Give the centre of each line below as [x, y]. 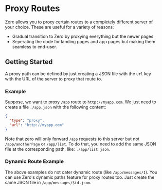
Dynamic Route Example [35, 161]
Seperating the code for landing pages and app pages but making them [84, 41]
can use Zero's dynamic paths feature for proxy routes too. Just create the [80, 177]
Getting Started [29, 62]
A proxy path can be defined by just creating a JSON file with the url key [78, 74]
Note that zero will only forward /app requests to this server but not [72, 139]
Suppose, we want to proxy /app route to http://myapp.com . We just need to [81, 102]
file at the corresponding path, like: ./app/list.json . [58, 149]
